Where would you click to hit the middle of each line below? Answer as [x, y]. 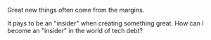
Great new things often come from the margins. [76, 10]
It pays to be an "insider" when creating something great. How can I [105, 23]
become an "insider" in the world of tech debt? [75, 31]
